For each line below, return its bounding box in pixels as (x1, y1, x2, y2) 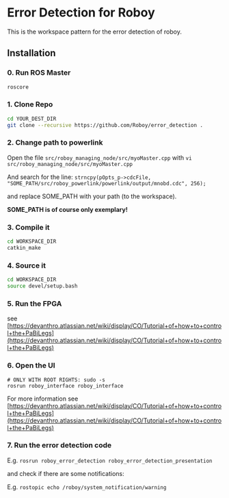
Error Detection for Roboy (7, 5, 155, 21)
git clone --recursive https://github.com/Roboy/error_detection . (7, 121, 204, 128)
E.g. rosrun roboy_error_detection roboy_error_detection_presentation (7, 456, 213, 464)
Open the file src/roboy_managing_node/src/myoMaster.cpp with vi (7, 153, 193, 162)
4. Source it (7, 261, 46, 270)
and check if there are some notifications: (7, 469, 124, 477)
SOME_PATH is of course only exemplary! (7, 205, 128, 213)
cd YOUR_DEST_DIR (7, 115, 57, 122)
